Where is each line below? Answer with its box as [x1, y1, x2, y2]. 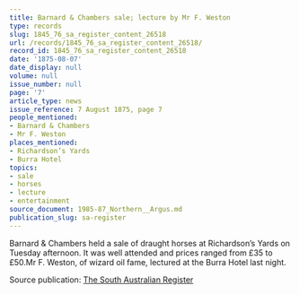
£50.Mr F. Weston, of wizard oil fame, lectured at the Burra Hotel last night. [9, 256, 287, 267]
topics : [9, 163, 39, 172]
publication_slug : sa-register [9, 212, 127, 222]
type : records [9, 22, 63, 30]
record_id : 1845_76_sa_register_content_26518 [9, 47, 187, 56]
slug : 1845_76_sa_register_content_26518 [9, 30, 167, 39]
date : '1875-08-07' [9, 55, 83, 64]
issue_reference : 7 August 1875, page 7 [9, 105, 163, 114]
